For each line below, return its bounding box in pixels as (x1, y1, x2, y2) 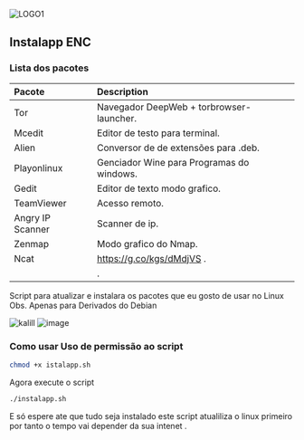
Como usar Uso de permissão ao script (9, 340, 184, 352)
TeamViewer (14, 196, 67, 209)
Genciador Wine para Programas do (96, 156, 250, 168)
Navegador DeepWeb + (96, 100, 196, 113)
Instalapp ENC (9, 34, 92, 50)
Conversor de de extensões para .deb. (96, 141, 261, 154)
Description (96, 85, 149, 98)
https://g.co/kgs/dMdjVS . (96, 252, 206, 264)
